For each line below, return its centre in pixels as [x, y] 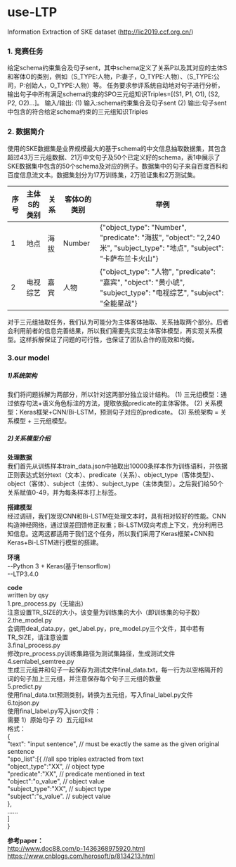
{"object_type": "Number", [143, 227]
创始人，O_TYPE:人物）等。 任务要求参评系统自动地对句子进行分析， [124, 86]
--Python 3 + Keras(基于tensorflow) [59, 566]
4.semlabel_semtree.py [41, 662]
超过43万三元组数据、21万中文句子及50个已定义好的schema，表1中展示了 [114, 157]
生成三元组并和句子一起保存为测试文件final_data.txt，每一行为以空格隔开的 [115, 670]
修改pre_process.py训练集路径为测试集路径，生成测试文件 [91, 653]
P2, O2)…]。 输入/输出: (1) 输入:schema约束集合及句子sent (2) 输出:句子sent [117, 103]
